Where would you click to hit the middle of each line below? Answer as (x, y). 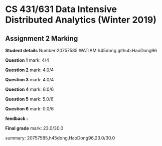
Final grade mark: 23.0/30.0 (34, 128)
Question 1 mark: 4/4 (27, 60)
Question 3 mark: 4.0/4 (30, 80)
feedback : (17, 118)
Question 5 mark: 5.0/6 (29, 99)
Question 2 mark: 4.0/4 (30, 70)
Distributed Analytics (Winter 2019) (81, 20)
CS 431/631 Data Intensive (61, 9)
